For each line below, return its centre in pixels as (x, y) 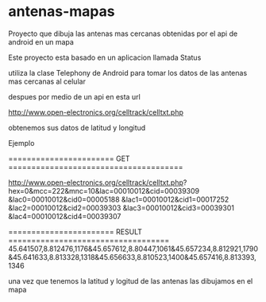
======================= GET (69, 159)
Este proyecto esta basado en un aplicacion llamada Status (105, 57)
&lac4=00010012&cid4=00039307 (65, 216)
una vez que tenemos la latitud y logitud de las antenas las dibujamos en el (131, 280)
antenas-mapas (62, 12)
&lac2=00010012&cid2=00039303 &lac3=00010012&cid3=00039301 (121, 208)
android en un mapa (41, 41)
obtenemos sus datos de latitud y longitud (77, 127)
